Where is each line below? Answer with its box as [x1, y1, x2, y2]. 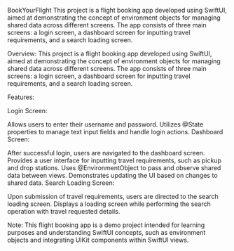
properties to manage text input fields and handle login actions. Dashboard [7, 128, 223, 136]
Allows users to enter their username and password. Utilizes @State [7, 120, 204, 129]
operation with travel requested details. [7, 207, 121, 215]
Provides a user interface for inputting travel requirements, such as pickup [7, 156, 222, 165]
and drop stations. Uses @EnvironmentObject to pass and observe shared [7, 164, 221, 172]
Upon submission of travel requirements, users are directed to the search [7, 193, 219, 200]
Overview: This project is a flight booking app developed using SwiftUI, [7, 49, 212, 58]
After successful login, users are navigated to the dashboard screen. [7, 149, 205, 157]
